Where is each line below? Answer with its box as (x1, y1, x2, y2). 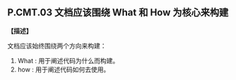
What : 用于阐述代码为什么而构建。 (17, 56, 119, 65)
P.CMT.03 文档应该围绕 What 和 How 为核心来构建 (7, 6, 229, 19)
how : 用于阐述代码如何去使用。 (17, 65, 110, 74)
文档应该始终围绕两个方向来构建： (7, 41, 107, 50)
